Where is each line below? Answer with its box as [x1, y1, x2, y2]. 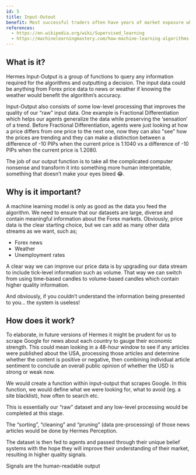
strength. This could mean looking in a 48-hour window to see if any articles [6, 343, 190, 351]
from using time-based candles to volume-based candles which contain [6, 275, 179, 282]
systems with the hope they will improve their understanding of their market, [6, 445, 190, 452]
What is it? [6, 57, 45, 67]
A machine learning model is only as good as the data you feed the [6, 202, 167, 209]
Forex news [14, 239, 43, 246]
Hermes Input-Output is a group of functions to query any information [6, 73, 174, 80]
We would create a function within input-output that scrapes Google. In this [6, 380, 187, 387]
